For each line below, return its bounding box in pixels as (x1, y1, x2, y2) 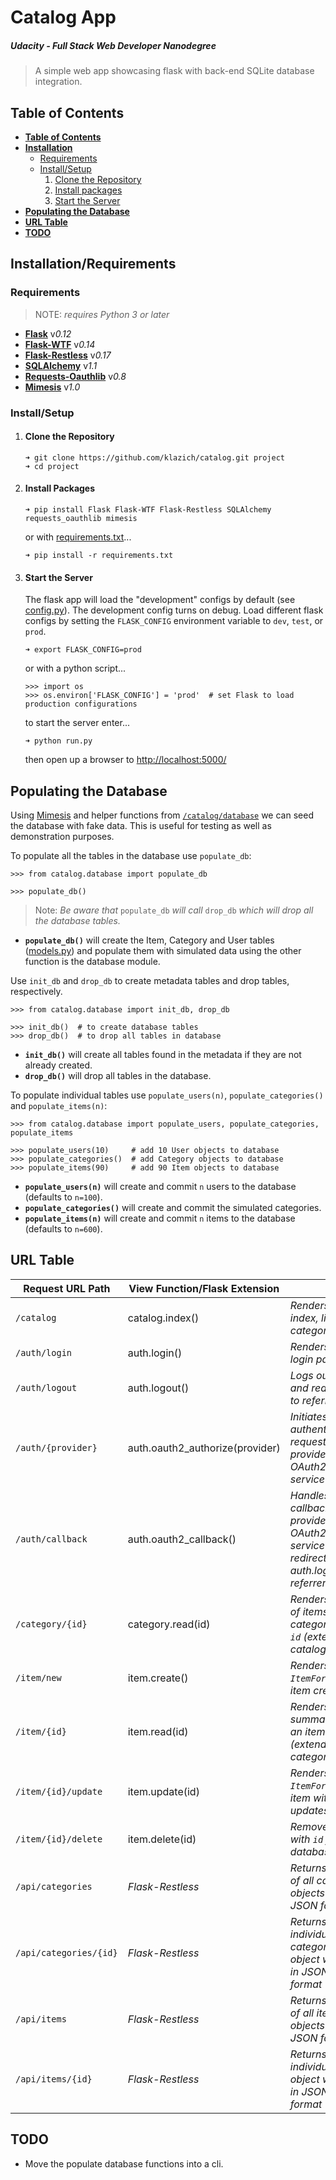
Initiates (289, 1409, 328, 1423)
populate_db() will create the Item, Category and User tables (24, 934, 275, 946)
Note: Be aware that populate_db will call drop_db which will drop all (34, 904, 314, 916)
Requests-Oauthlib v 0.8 (24, 370, 127, 382)
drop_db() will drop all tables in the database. (24, 1070, 212, 1081)
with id (289, 1832, 324, 1846)
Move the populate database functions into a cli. (24, 2157, 224, 2170)
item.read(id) (127, 1724, 189, 1738)
